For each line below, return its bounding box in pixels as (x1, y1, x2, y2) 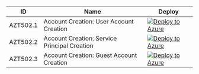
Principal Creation (43, 42, 94, 49)
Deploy (158, 8, 179, 15)
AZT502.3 (9, 55, 38, 63)
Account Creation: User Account (43, 18, 134, 25)
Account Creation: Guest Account (43, 51, 137, 59)
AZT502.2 (9, 38, 38, 46)
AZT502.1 (9, 21, 38, 29)
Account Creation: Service (43, 35, 117, 42)
